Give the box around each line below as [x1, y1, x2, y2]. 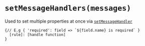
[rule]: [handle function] [9, 32, 66, 37]
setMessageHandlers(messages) [5, 3, 131, 13]
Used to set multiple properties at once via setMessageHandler [5, 18, 133, 24]
